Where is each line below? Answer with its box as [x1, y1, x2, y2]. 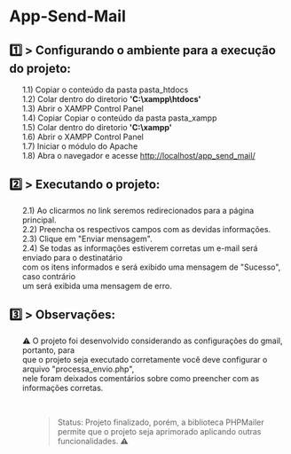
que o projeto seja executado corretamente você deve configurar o [21, 354, 268, 364]
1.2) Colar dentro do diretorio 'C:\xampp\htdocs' [21, 94, 201, 104]
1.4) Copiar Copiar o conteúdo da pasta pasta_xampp [21, 113, 217, 123]
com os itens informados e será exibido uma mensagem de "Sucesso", [21, 262, 281, 272]
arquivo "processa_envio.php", [21, 364, 135, 374]
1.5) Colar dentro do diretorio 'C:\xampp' [21, 122, 173, 132]
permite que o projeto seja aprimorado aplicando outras [57, 426, 262, 436]
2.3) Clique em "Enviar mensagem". [21, 233, 153, 244]
